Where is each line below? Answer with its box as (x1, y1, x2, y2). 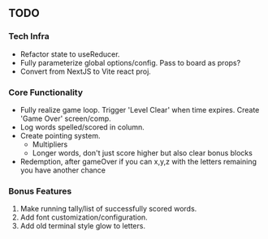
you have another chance (19, 165, 106, 175)
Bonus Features (8, 186, 72, 197)
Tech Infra (8, 31, 50, 42)
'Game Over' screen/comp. (19, 113, 111, 123)
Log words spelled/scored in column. (19, 122, 145, 132)
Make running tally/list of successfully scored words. (19, 204, 197, 214)
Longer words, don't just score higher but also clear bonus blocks (32, 147, 253, 157)
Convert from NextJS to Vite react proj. (19, 66, 152, 76)
